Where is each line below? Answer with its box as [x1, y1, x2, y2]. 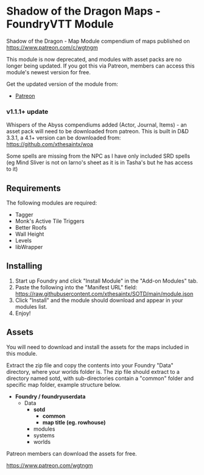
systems [33, 431, 55, 439]
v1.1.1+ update [6, 107, 49, 116]
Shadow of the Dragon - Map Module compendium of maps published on [6, 37, 190, 44]
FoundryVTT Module [6, 17, 114, 31]
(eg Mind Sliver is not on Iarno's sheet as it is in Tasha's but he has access [6, 159, 193, 166]
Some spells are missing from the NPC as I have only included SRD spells [6, 152, 191, 160]
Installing [6, 261, 43, 272]
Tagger [15, 211, 33, 219]
